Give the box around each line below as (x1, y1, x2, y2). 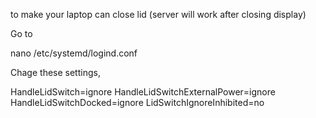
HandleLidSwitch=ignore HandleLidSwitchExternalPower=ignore (10, 86, 276, 98)
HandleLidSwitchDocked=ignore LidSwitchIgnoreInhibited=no (10, 97, 265, 108)
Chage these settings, (10, 67, 101, 78)
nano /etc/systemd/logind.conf (10, 47, 138, 59)
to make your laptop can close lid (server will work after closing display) (10, 9, 307, 20)
